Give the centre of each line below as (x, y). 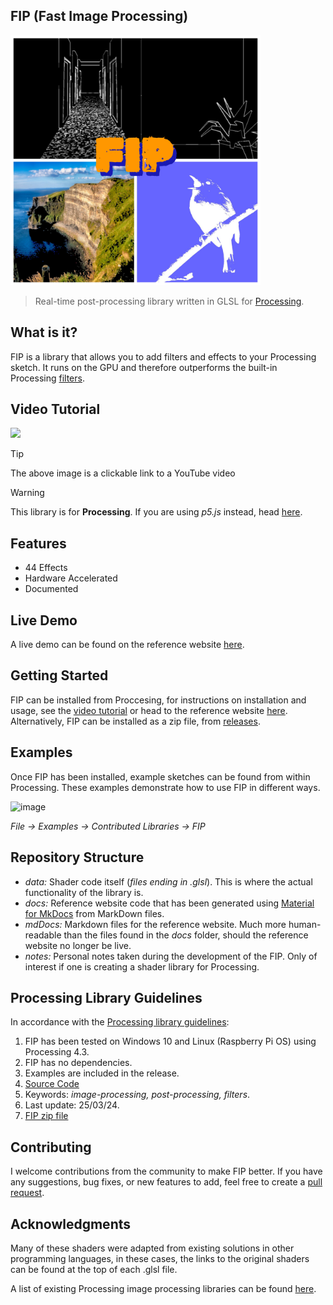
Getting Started (59, 675)
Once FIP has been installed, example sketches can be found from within (160, 776)
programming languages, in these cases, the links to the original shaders (160, 1258)
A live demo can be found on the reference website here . (127, 645)
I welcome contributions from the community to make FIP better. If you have (166, 1171)
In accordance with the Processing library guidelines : (120, 1022)
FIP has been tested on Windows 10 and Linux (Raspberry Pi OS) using (170, 1041)
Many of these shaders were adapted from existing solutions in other (152, 1248)
